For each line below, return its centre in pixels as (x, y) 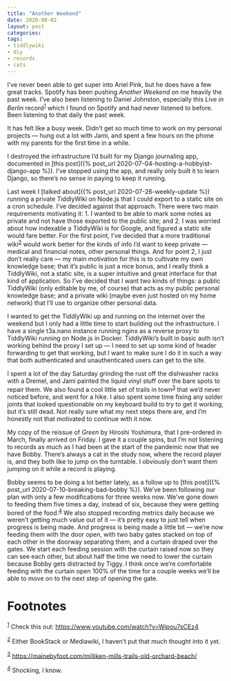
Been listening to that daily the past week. (67, 115)
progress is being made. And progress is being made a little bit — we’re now (115, 527)
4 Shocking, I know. (35, 670)
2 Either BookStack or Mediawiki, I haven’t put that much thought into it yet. (114, 640)
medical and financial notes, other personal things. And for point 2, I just (110, 251)
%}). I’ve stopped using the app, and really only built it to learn (130, 171)
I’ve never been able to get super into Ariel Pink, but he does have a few (109, 84)
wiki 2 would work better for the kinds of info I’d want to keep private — (108, 244)
